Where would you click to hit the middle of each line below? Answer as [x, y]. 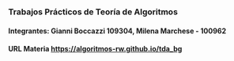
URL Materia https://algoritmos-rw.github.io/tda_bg [95, 49]
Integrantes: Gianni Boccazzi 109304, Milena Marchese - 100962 [117, 31]
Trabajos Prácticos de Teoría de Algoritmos [93, 12]
